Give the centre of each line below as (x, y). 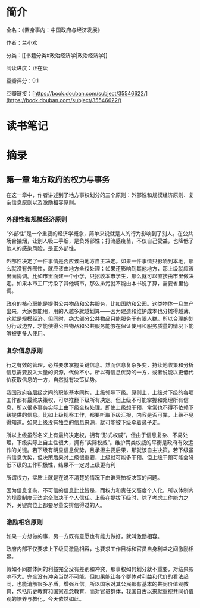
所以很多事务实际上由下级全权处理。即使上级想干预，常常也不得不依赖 (102, 407)
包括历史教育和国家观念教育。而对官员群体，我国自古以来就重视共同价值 (105, 591)
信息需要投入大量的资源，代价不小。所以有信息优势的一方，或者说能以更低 (97, 372)
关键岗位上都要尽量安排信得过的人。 (61, 505)
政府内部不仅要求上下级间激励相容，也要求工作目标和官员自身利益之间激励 (97, 549)
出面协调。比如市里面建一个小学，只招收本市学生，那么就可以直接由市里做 (97, 276)
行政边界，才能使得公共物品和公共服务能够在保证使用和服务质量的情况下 (100, 326)
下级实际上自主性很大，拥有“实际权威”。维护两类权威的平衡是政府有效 (102, 442)
